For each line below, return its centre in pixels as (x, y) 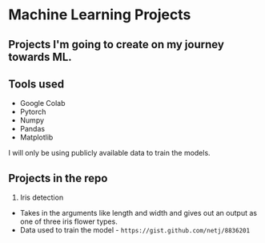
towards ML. (40, 57)
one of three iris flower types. (68, 221)
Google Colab (42, 103)
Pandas (32, 129)
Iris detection (42, 197)
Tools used (36, 84)
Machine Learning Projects (100, 15)
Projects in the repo (58, 178)
